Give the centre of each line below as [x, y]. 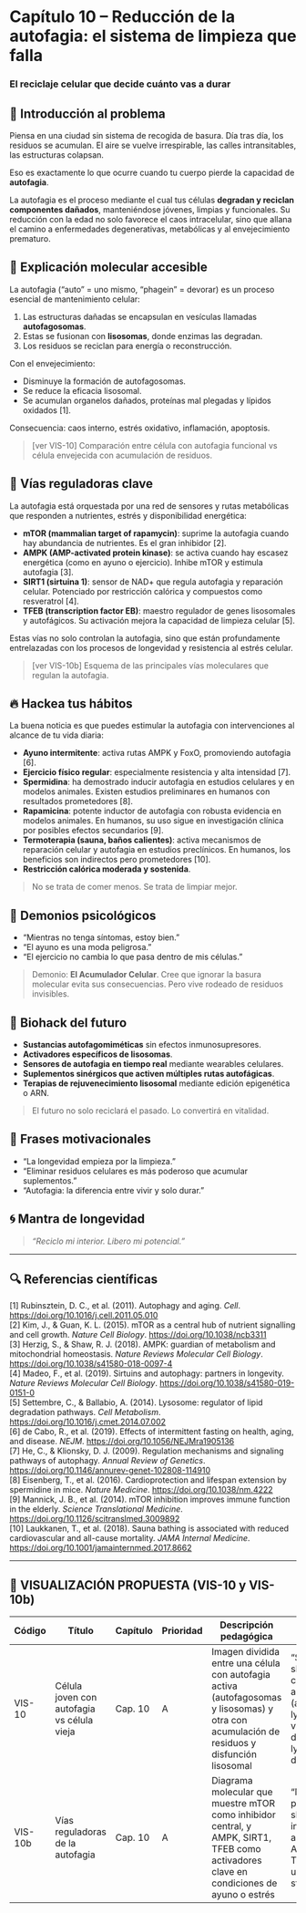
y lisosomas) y [243, 1709]
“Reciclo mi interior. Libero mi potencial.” [108, 1241]
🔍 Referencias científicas [84, 1279]
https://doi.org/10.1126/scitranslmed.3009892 [95, 1519]
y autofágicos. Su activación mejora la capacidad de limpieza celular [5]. [159, 620]
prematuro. [31, 238]
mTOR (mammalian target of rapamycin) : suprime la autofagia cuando [156, 533]
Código [30, 1631]
